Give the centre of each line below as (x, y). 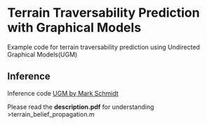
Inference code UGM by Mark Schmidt (63, 93)
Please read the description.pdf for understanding (81, 107)
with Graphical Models (74, 28)
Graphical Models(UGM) (42, 54)
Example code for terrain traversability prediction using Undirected (103, 47)
